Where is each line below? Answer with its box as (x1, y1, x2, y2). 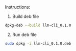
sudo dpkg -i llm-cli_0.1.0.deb (5, 41, 71, 46)
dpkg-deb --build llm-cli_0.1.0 (5, 23, 71, 28)
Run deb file (12, 32, 37, 37)
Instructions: (5, 4, 30, 10)
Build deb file (12, 14, 39, 19)
